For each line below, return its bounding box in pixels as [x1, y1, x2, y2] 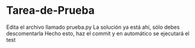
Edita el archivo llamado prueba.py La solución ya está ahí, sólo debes [6, 23, 180, 31]
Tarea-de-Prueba [6, 4, 95, 17]
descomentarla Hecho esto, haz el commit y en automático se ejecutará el [6, 29, 190, 37]
